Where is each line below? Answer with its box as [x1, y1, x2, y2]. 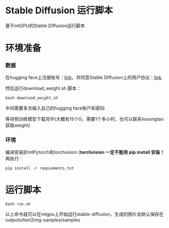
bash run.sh [5, 201, 31, 207]
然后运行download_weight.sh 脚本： [5, 85, 82, 92]
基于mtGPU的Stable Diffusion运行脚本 [5, 22, 85, 29]
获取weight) [5, 122, 31, 128]
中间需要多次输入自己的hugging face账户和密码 [5, 105, 105, 111]
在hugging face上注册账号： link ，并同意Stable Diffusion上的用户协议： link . [5, 75, 163, 81]
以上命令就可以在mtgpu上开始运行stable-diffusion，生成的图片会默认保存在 [5, 211, 164, 217]
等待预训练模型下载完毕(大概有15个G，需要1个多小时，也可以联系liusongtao [5, 116, 164, 122]
